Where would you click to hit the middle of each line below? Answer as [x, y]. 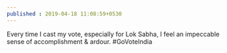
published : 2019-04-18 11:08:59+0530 [64, 14]
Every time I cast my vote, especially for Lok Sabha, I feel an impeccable [113, 34]
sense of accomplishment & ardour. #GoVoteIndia [80, 41]
